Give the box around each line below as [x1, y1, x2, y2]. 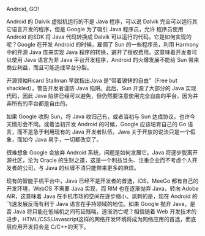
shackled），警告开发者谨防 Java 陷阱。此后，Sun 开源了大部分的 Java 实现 [6, 85, 197, 91]
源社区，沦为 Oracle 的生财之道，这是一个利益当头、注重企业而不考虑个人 [6, 156, 193, 164]
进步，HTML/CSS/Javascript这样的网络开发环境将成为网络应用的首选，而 [6, 216, 192, 223]
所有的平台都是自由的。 [11, 100, 71, 107]
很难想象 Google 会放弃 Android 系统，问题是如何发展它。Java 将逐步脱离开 [6, 149, 198, 156]
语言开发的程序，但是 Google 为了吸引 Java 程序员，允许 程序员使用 [11, 26, 184, 32]
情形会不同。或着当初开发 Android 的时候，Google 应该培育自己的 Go [11, 121, 187, 128]
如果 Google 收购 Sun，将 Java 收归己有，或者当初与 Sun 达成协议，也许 [6, 113, 190, 120]
